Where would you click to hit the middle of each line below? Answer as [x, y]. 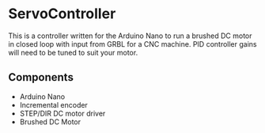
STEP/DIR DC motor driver [62, 113]
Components [41, 77]
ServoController [62, 14]
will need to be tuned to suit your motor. [73, 52]
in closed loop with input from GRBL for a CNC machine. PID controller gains [132, 44]
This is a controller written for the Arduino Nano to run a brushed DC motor [130, 36]
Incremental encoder [54, 104]
